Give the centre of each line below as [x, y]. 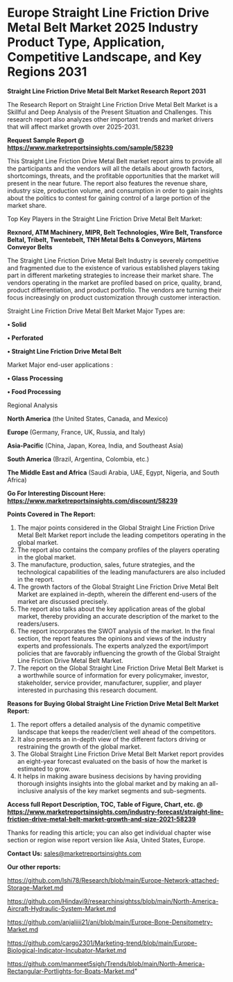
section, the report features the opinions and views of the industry [112, 638]
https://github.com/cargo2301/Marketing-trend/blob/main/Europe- [102, 942]
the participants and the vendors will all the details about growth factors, [111, 168]
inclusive [30, 791]
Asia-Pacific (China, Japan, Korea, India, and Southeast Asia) [95, 445]
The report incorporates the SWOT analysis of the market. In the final [116, 631]
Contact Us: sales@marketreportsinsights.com [75, 853]
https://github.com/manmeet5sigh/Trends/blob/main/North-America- [106, 963]
